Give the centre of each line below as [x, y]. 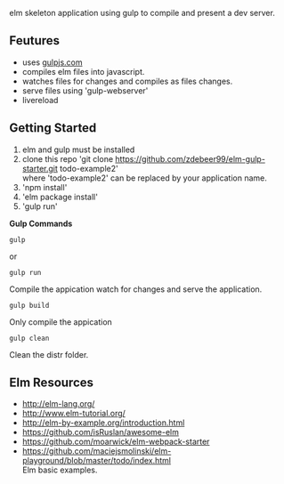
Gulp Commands [41, 223]
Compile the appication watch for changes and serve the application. [136, 289]
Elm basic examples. [60, 470]
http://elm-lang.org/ [58, 404]
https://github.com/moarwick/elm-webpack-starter [116, 442]
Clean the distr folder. [49, 354]
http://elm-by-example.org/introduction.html [103, 423]
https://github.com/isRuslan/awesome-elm [101, 432]
